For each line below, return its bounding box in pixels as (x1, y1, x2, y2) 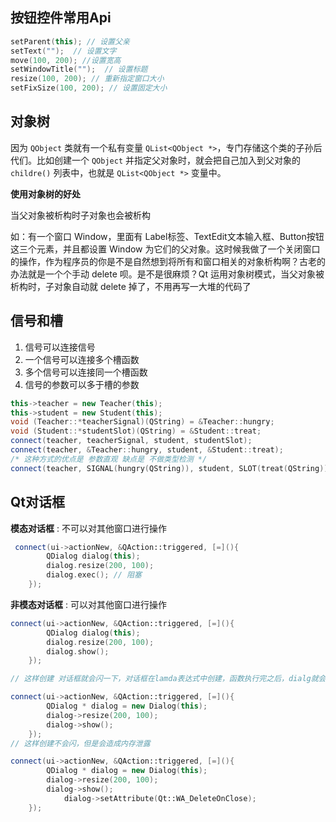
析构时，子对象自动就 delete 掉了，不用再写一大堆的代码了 (10, 280, 252, 292)
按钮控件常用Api (10, 9, 112, 27)
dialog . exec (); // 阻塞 (46, 570, 142, 580)
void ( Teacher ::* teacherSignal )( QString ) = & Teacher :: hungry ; (10, 417, 275, 427)
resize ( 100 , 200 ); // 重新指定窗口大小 (10, 74, 165, 84)
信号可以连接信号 (24, 341, 96, 353)
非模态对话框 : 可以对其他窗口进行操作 (10, 598, 167, 610)
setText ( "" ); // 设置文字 (10, 46, 117, 56)
